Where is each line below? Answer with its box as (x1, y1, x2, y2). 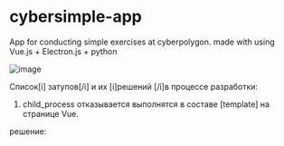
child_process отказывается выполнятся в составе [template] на (22, 98, 270, 110)
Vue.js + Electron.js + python (9, 45, 118, 56)
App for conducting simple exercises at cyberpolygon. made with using (9, 36, 276, 47)
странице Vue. (22, 108, 80, 119)
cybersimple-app (9, 6, 143, 27)
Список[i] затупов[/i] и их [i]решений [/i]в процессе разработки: (9, 81, 259, 92)
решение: (9, 125, 47, 137)
